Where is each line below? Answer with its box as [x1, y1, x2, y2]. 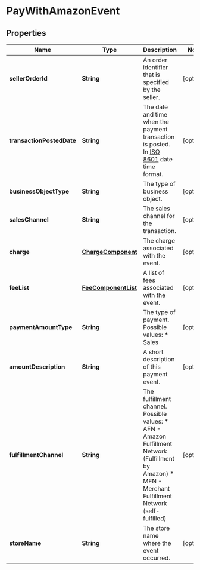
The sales [142, 204, 171, 213]
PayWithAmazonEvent [6, 4, 120, 18]
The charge [142, 237, 176, 244]
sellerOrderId [9, 75, 48, 82]
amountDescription [9, 363, 65, 371]
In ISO [142, 148, 160, 156]
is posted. [142, 140, 171, 148]
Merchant [142, 485, 170, 492]
